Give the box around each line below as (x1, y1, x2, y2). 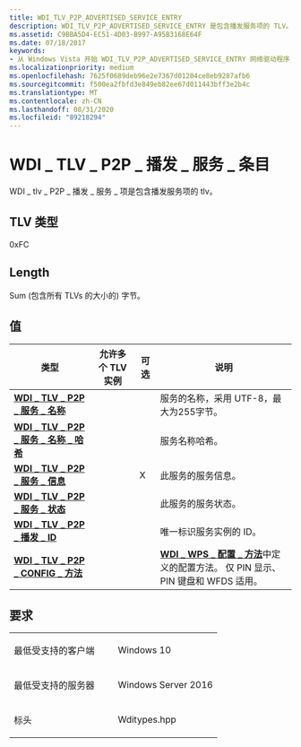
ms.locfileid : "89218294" (9, 113, 106, 122)
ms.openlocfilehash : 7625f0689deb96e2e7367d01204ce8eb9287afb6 (9, 72, 251, 81)
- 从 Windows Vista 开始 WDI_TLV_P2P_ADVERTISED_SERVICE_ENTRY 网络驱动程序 (9, 55, 290, 64)
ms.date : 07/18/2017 (9, 38, 87, 48)
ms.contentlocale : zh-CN (9, 96, 102, 106)
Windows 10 (117, 644, 172, 656)
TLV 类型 (9, 214, 58, 230)
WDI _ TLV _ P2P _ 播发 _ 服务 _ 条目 (9, 154, 271, 175)
